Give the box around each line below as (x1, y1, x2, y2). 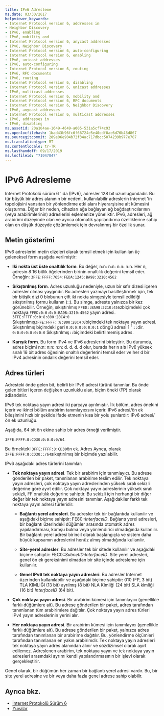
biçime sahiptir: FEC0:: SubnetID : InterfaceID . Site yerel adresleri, (19, 552, 149, 558)
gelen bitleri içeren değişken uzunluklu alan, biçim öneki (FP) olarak (5, 387, 141, 393)
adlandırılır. (5, 392, 27, 398)
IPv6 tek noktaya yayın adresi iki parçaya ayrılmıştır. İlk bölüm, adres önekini (5, 402, 158, 408)
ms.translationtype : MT (5, 139, 54, 145)
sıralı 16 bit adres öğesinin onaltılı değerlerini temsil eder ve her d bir (12, 349, 150, 356)
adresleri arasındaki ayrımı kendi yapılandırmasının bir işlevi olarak (12, 653, 146, 659)
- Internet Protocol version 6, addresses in (5, 21, 99, 26)
